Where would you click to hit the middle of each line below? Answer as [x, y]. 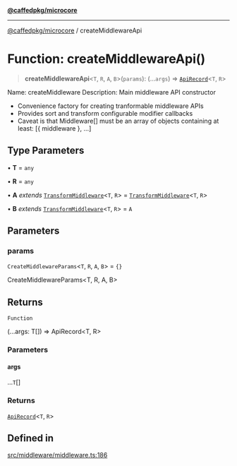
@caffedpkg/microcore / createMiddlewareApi [75, 30]
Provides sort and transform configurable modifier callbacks [105, 113]
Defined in [31, 438]
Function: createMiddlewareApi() [107, 59]
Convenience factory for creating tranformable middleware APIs [110, 106]
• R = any [20, 181]
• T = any [20, 167]
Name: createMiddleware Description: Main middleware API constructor [112, 92]
